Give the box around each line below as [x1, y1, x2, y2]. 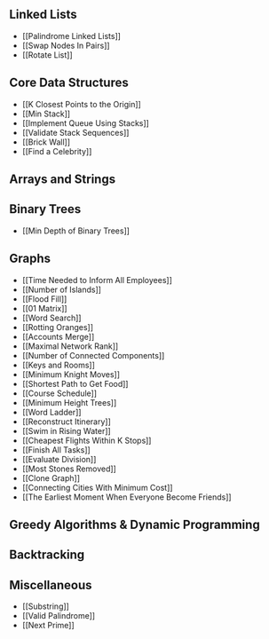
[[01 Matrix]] [21, 303, 68, 313]
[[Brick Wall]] [21, 137, 71, 147]
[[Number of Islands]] [21, 284, 102, 295]
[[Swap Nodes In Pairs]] [21, 40, 110, 51]
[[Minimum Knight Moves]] [21, 368, 121, 380]
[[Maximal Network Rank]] [21, 341, 119, 351]
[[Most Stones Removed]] [21, 463, 117, 474]
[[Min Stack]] [21, 108, 71, 119]
